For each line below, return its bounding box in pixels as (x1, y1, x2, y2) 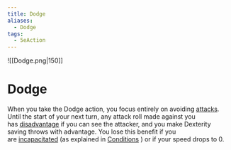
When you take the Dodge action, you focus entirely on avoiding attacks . (7, 105, 220, 114)
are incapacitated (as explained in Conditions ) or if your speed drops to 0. (7, 135, 225, 144)
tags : (7, 30, 23, 38)
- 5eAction (13, 37, 46, 44)
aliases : (7, 17, 33, 24)
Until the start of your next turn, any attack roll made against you (7, 112, 196, 121)
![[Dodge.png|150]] (7, 56, 64, 65)
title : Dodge (7, 10, 46, 18)
